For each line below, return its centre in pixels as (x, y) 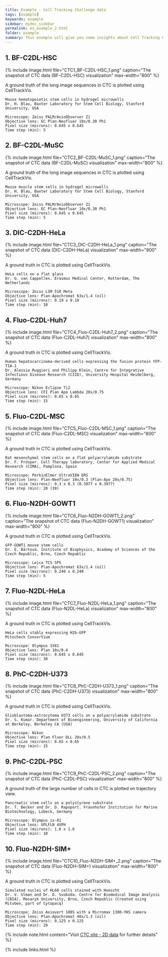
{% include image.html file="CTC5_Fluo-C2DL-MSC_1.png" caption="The (80, 428)
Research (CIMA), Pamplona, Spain (41, 466)
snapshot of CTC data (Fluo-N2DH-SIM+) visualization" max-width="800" (82, 866)
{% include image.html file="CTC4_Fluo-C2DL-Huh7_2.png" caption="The (82, 332)
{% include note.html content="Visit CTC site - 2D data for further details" (81, 935)
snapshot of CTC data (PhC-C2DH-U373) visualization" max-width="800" (82, 691)
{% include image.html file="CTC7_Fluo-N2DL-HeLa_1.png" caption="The (81, 603)
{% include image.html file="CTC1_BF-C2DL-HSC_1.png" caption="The (78, 70)
